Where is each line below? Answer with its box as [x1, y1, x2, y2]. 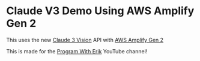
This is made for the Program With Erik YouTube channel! [6, 47, 148, 54]
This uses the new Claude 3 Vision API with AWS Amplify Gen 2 [6, 36, 164, 43]
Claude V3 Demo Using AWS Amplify [6, 4, 195, 18]
